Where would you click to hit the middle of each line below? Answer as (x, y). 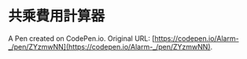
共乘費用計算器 (57, 16)
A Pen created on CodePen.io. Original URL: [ (81, 38)
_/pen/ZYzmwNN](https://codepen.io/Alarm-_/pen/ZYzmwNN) (109, 46)
